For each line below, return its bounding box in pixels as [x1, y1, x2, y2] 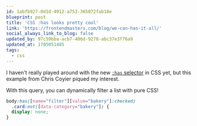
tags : [6, 47, 19, 53]
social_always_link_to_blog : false [6, 31, 94, 37]
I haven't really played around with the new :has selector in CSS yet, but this [6, 69, 192, 76]
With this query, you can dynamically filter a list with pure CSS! [6, 86, 159, 93]
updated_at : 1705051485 [6, 42, 65, 48]
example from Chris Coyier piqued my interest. [6, 75, 120, 82]
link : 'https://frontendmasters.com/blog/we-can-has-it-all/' [6, 25, 162, 31]
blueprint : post [6, 14, 46, 20]
